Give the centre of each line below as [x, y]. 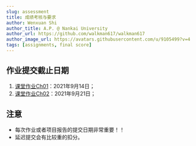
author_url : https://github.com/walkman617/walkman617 [76, 34]
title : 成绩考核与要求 [31, 17]
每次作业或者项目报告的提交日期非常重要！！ [70, 129]
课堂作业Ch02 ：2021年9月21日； [55, 94]
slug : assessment [28, 12]
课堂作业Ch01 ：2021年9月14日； [55, 86]
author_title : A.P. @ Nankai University [57, 28]
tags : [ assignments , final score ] [49, 45]
